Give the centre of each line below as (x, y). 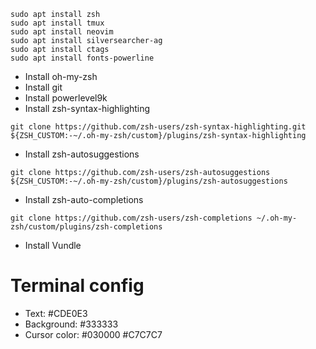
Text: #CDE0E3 (56, 313)
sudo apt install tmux (57, 23)
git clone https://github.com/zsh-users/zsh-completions (131, 218)
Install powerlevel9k (66, 98)
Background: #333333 (71, 324)
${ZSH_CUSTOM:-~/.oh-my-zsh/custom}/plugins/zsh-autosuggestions (149, 181)
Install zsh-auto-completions (84, 199)
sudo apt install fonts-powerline (82, 58)
